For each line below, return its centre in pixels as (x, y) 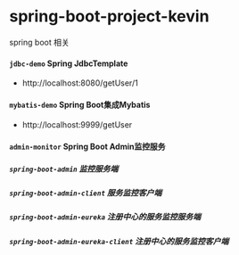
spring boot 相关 (39, 42)
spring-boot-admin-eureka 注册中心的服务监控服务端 (105, 217)
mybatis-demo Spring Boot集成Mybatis (80, 104)
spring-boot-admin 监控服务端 (64, 169)
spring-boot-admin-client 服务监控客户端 (86, 193)
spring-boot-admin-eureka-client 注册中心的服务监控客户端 (119, 241)
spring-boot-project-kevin (109, 16)
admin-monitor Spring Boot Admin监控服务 (87, 146)
